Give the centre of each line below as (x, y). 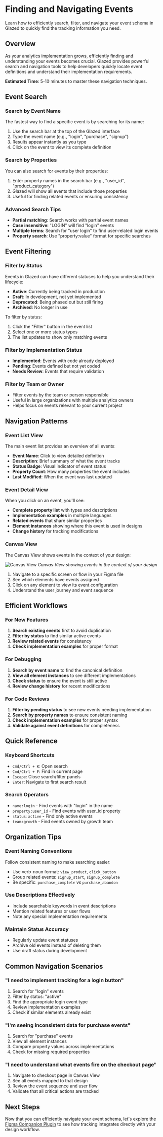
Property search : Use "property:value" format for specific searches (81, 236)
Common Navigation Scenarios (54, 966)
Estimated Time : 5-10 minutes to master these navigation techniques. (76, 81)
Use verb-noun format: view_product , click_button (64, 872)
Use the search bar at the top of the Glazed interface (66, 131)
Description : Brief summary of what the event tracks (66, 461)
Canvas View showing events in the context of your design (98, 564)
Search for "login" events (38, 991)
